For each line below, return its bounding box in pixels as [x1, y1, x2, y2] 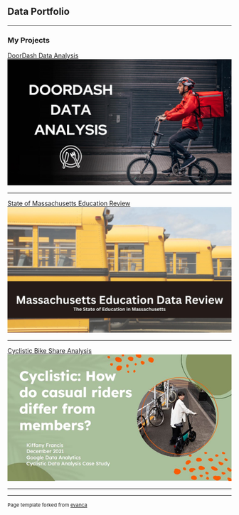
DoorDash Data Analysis [7, 51, 79, 60]
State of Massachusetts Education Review [7, 199, 131, 207]
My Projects [7, 35, 50, 45]
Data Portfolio [7, 6, 70, 18]
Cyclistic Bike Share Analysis [7, 347, 92, 355]
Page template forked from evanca [7, 501, 87, 509]
